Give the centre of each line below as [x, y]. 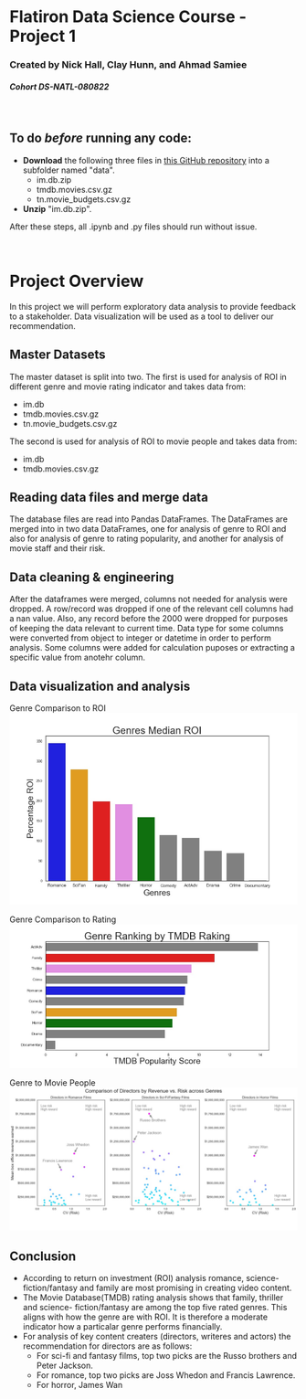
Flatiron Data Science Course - [128, 17]
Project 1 [42, 36]
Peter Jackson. [65, 1365]
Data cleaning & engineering [92, 577]
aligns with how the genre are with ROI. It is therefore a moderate [145, 1317]
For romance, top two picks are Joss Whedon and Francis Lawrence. [166, 1375]
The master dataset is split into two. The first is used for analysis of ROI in [148, 376]
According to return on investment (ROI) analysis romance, [133, 1277]
